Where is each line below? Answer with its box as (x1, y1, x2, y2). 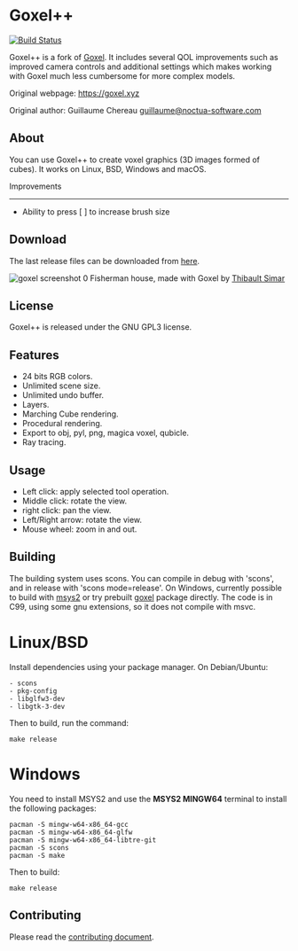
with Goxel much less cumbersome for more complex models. (9, 70, 236, 81)
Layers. (21, 400, 50, 410)
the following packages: (9, 803, 97, 814)
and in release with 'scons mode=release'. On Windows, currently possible (9, 582, 282, 593)
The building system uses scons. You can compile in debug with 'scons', (9, 573, 275, 583)
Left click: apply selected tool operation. (21, 487, 169, 496)
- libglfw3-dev (9, 694, 66, 703)
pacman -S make (9, 851, 66, 860)
